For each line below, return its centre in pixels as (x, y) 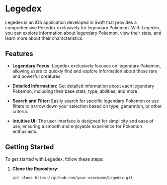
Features (19, 54)
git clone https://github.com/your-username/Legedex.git (73, 178)
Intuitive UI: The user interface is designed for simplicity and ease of (83, 121)
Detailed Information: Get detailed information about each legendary (83, 86)
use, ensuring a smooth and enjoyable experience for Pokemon (77, 126)
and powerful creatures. (37, 76)
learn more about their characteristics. (44, 38)
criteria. (20, 111)
